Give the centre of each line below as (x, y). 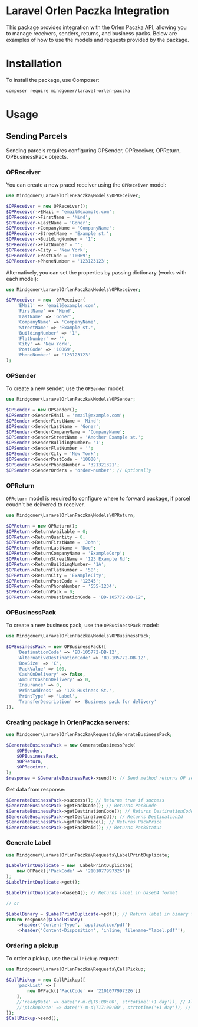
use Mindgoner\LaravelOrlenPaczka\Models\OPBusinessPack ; (79, 636)
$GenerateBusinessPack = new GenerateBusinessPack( (71, 745)
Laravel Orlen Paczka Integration (88, 11)
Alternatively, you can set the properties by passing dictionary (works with (96, 272)
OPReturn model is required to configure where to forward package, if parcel (98, 498)
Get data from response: (36, 789)
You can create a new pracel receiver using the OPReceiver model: (86, 185)
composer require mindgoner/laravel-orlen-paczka (68, 91)
